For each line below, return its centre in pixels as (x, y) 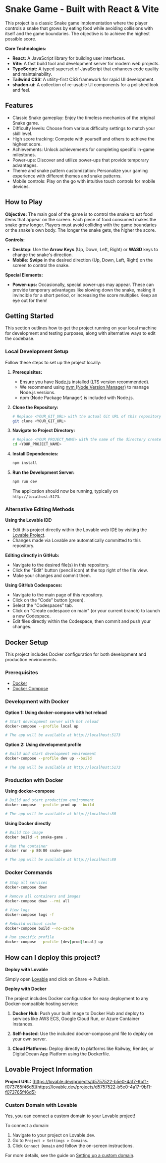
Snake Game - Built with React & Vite (82, 9)
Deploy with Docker (26, 989)
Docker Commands (29, 872)
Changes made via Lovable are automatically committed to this (77, 540)
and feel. (21, 90)
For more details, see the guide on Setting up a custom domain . (70, 1156)
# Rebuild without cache (31, 924)
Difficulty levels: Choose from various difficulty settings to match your (83, 128)
